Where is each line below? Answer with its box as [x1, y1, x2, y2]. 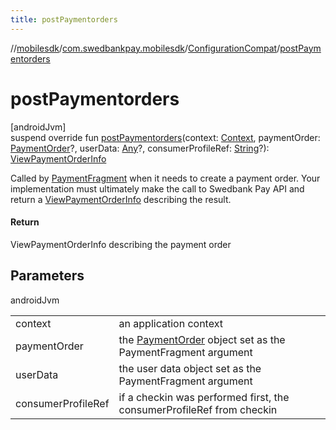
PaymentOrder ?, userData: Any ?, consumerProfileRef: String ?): [10, 142, 270, 154]
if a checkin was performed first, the [118, 390, 290, 404]
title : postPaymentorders [10, 14, 118, 25]
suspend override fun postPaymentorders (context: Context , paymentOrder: [10, 131, 321, 143]
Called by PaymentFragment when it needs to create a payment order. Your [10, 172, 321, 184]
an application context [118, 316, 223, 330]
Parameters [10, 267, 85, 285]
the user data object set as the [118, 361, 262, 375]
